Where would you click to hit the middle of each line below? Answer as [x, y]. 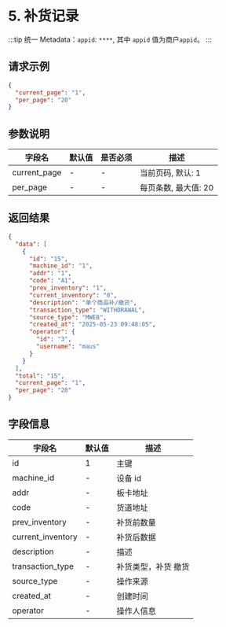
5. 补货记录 [44, 16]
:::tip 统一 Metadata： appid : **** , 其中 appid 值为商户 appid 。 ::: [110, 39]
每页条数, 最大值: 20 [177, 188]
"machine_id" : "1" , [60, 266]
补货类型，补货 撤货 [153, 566]
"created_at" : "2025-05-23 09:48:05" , [92, 325]
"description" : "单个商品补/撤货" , [83, 302]
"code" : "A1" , [52, 281]
